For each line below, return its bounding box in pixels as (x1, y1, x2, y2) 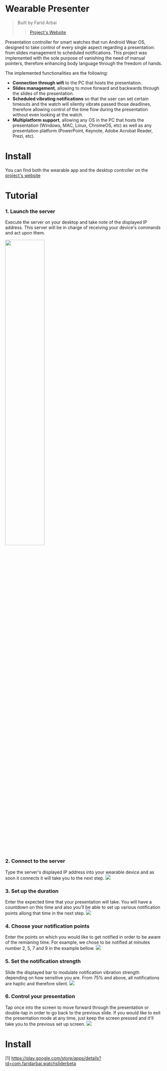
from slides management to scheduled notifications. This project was (5, 50, 147, 56)
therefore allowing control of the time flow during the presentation (12, 106, 148, 112)
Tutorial (5, 190, 38, 201)
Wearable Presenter (5, 3, 90, 15)
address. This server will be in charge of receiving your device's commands (5, 225, 161, 231)
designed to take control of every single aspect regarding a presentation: (5, 44, 155, 50)
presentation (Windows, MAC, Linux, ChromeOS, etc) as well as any (12, 122, 152, 128)
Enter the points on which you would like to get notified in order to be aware (5, 934, 161, 940)
